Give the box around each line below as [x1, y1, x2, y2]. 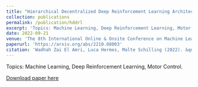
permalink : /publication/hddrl [6, 19, 83, 25]
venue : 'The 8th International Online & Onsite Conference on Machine [6, 36, 183, 42]
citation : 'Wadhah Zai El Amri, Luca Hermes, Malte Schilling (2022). [6, 47, 183, 53]
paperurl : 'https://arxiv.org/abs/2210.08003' [6, 42, 123, 48]
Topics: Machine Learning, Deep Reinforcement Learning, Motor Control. [6, 63, 183, 70]
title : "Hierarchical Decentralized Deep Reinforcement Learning [6, 8, 170, 15]
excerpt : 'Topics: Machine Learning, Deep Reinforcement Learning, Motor [6, 25, 192, 31]
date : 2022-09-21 [6, 31, 49, 36]
